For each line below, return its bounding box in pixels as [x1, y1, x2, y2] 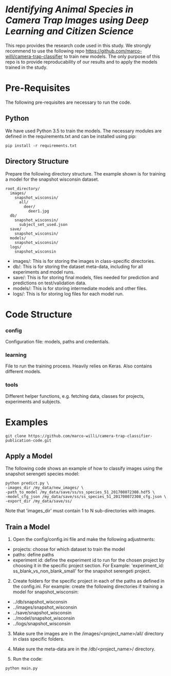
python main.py [5, 666, 38, 671]
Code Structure [5, 308, 72, 320]
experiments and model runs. [12, 268, 75, 275]
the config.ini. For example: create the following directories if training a [12, 584, 163, 590]
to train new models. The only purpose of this [64, 53, 160, 60]
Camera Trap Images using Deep [5, 14, 149, 26]
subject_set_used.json [18, 222, 68, 227]
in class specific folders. [12, 636, 65, 642]
